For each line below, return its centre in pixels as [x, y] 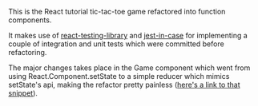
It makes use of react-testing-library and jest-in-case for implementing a [128, 35]
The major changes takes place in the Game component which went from [129, 68]
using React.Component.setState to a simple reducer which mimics [119, 76]
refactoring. [28, 52]
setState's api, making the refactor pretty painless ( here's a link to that [124, 84]
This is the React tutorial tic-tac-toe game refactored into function [117, 12]
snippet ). [23, 93]
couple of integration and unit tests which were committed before [116, 44]
